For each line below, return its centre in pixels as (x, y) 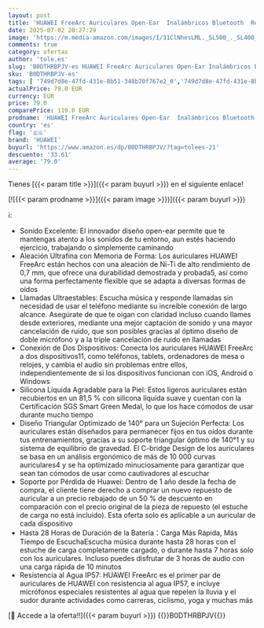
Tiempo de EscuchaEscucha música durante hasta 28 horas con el (128, 542)
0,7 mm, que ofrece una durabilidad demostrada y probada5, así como (134, 273)
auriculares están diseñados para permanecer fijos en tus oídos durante (136, 432)
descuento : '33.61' (40, 154)
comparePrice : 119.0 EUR (49, 111)
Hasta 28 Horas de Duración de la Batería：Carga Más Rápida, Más (128, 533)
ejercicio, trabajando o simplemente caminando (97, 248)
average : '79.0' (35, 162)
